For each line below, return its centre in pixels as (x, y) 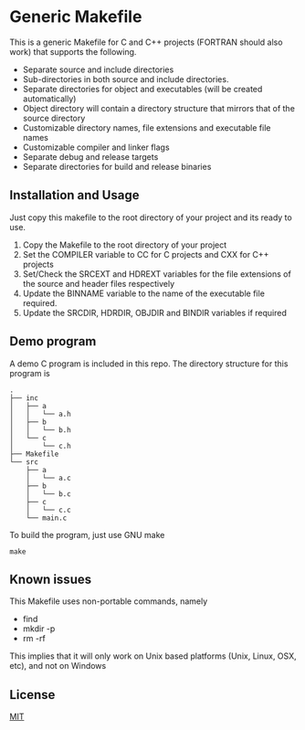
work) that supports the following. (73, 51)
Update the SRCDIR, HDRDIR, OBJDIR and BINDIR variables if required (155, 312)
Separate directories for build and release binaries (117, 166)
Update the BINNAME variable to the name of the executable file (143, 293)
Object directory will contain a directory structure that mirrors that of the (158, 108)
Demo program (53, 341)
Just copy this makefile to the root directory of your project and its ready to (151, 217)
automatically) (49, 99)
